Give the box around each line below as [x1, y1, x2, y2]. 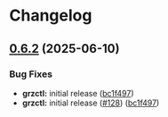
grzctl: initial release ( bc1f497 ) [21, 88, 135, 98]
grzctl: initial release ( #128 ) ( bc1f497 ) [21, 97, 160, 108]
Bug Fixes [9, 68, 53, 80]
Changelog [9, 5, 92, 26]
